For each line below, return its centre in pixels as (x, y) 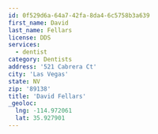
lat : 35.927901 (40, 118)
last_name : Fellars (40, 30)
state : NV (24, 81)
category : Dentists (40, 60)
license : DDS (30, 37)
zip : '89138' (30, 89)
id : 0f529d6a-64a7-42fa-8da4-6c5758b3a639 (79, 15)
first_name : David (38, 23)
